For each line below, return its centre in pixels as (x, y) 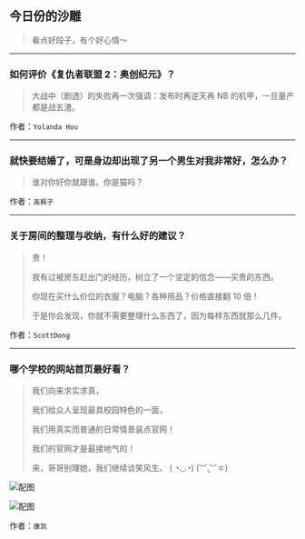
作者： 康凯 (28, 526)
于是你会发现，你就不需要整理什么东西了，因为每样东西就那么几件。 (159, 315)
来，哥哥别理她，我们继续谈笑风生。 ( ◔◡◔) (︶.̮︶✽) (130, 468)
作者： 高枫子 (32, 202)
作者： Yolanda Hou (44, 126)
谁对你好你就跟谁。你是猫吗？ (87, 182)
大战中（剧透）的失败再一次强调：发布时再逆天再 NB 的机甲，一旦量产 (163, 96)
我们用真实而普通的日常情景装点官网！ (103, 429)
